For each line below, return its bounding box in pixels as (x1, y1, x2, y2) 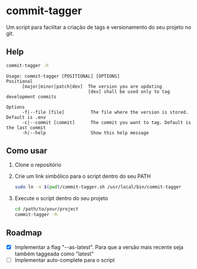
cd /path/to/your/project (14, 206, 78, 212)
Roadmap (6, 228, 42, 238)
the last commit (6, 125, 46, 131)
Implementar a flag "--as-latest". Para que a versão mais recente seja (14, 243, 184, 251)
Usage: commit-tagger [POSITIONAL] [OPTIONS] (6, 73, 120, 79)
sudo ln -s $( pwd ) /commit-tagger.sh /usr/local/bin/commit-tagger (14, 184, 182, 190)
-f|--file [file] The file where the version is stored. (21, 109, 189, 115)
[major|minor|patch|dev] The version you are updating (21, 84, 162, 89)
